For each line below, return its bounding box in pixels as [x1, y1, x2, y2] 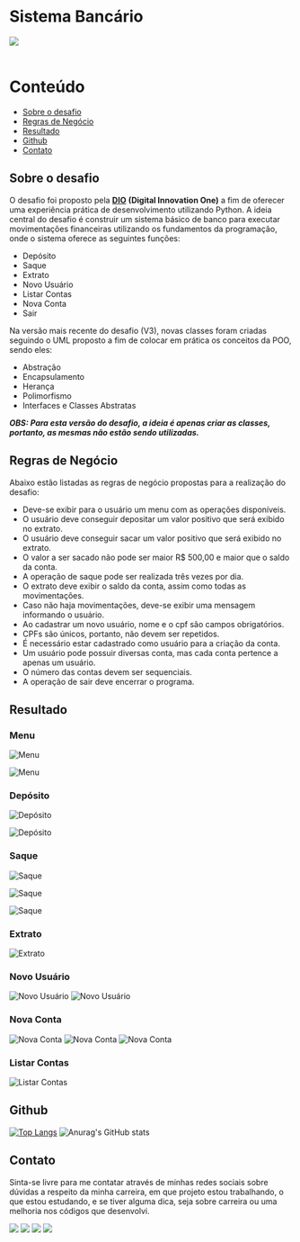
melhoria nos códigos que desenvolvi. [9, 1205, 150, 1216]
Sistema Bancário [9, 6, 144, 27]
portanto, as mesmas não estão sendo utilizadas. [9, 427, 199, 437]
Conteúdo [9, 76, 85, 97]
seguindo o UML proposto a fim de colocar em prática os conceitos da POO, [9, 335, 292, 346]
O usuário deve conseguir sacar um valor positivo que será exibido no [22, 533, 282, 544]
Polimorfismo [22, 390, 72, 401]
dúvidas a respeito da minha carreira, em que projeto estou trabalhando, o [9, 1186, 285, 1197]
